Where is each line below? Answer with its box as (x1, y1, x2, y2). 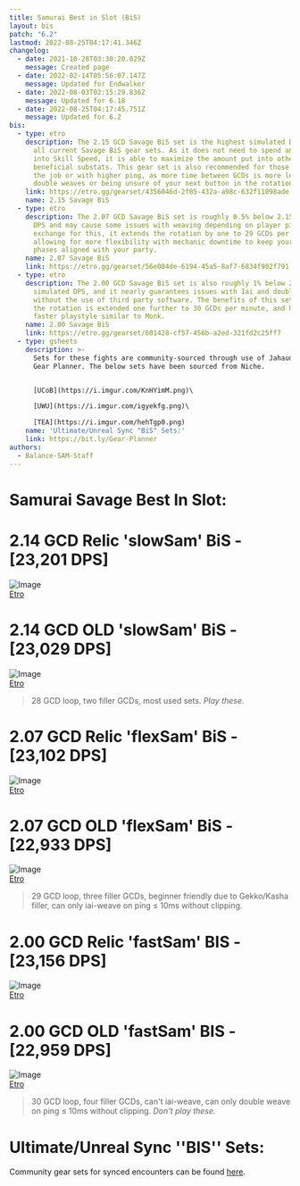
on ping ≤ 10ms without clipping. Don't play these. (30, 1106, 216, 1116)
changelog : (9, 46, 50, 55)
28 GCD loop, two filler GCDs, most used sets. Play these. (30, 695, 245, 706)
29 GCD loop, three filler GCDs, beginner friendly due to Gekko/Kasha (30, 890, 288, 902)
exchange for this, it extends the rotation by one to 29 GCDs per (32, 229, 290, 238)
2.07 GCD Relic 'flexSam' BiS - (9, 726, 238, 747)
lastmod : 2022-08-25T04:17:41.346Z (9, 38, 142, 47)
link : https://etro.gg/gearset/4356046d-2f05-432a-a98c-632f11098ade (25, 188, 290, 196)
